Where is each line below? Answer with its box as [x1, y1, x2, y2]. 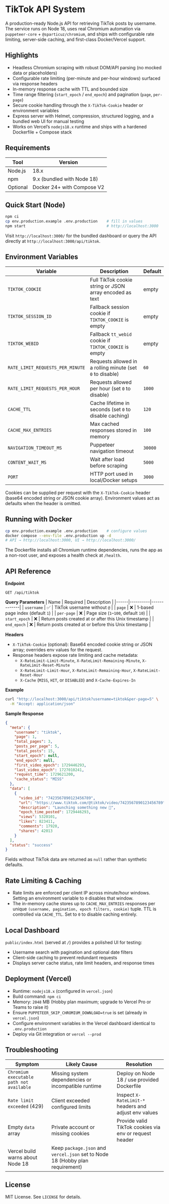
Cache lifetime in [90, 399, 130, 407]
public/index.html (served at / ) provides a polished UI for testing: [5, 939, 142, 945]
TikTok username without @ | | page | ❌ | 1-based [54, 604, 154, 610]
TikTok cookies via [116, 1124, 161, 1131]
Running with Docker [5, 515, 72, 524]
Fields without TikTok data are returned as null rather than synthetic [5, 856, 147, 863]
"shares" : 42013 [18, 828, 53, 833]
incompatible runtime [51, 1082, 102, 1089]
